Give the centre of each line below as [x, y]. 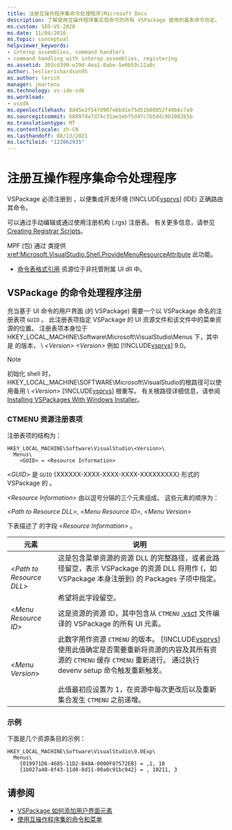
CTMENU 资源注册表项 [45, 419]
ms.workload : [26, 98]
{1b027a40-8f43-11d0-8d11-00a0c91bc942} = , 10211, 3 [98, 770]
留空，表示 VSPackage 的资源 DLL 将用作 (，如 [141, 569]
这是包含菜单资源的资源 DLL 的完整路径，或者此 [135, 558]
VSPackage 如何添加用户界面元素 [65, 811]
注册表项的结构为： [35, 436]
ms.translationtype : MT [41, 123]
